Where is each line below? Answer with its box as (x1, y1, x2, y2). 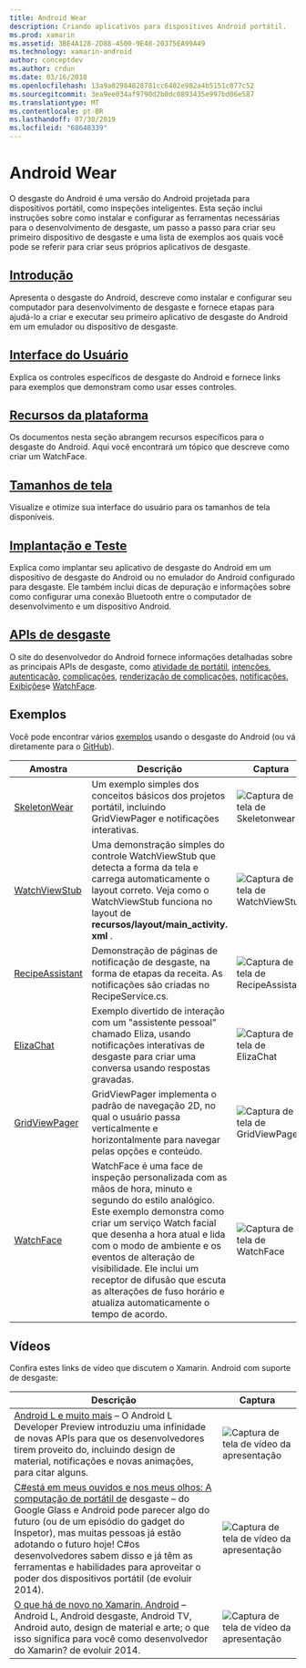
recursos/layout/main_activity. (91, 918, 229, 931)
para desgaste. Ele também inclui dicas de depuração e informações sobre (9, 582, 291, 592)
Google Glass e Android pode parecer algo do (14, 1504, 210, 1517)
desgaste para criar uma (91, 1050, 196, 1063)
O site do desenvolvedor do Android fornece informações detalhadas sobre (9, 651, 293, 662)
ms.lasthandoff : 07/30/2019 (9, 115, 117, 124)
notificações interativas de (91, 1038, 205, 1051)
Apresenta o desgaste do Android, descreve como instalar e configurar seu (9, 292, 292, 303)
